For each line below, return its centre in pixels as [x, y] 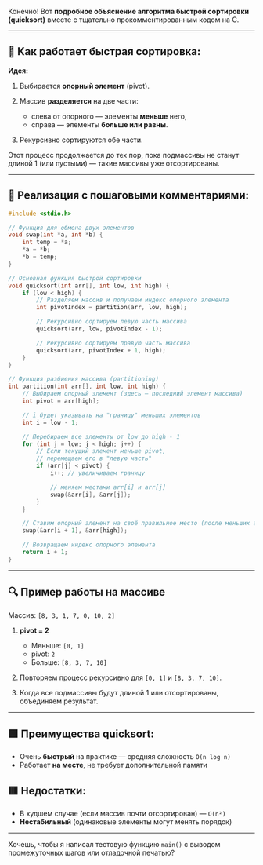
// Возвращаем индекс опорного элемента [89, 545]
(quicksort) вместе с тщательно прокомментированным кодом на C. [124, 20]
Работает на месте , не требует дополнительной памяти [113, 765]
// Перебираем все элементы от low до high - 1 [101, 436]
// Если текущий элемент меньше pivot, [101, 451]
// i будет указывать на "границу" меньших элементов [112, 415]
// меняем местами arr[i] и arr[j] [108, 487]
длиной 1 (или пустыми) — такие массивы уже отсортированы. [114, 163]
